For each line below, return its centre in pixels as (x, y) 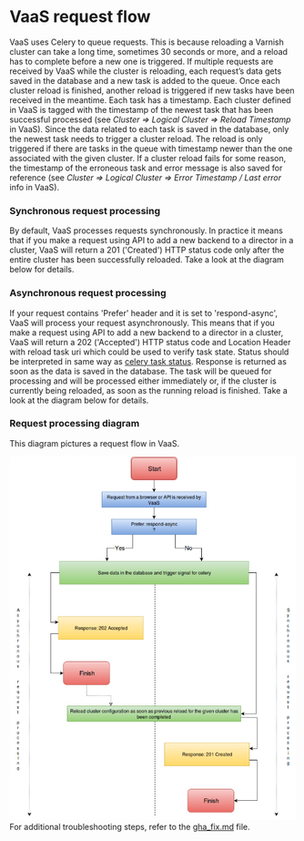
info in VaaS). (35, 187)
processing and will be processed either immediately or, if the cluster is (143, 381)
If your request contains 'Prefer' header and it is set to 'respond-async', (144, 313)
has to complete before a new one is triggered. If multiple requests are (142, 61)
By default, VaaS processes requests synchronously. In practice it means (147, 231)
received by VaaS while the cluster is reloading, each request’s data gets (146, 71)
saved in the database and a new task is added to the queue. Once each (145, 80)
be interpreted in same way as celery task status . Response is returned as (148, 361)
